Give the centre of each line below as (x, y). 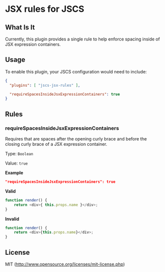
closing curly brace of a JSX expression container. (56, 144)
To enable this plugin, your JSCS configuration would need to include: (76, 71)
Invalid (12, 219)
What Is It (20, 27)
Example (14, 173)
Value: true (16, 163)
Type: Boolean (19, 153)
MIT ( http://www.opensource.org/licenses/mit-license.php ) (65, 264)
